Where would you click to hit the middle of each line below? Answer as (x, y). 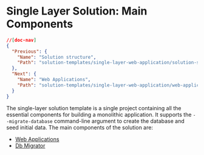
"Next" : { (24, 74)
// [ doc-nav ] (21, 40)
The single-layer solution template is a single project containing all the (94, 108)
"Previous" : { (29, 51)
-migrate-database (29, 121)
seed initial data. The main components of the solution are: (80, 127)
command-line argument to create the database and (119, 121)
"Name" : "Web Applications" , (54, 80)
